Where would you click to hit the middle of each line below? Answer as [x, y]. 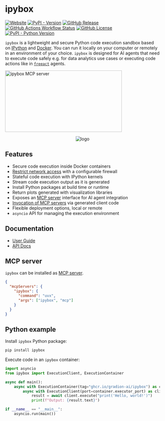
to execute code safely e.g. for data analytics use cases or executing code [81, 58]
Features [19, 154]
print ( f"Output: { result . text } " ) [65, 400]
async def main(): [24, 382]
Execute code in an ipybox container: [42, 360]
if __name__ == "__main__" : [34, 409]
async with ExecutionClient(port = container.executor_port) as [88, 391]
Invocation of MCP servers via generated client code [66, 203]
